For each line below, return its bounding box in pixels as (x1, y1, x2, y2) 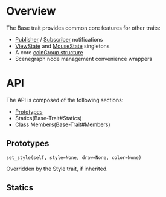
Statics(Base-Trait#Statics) (14, 114, 82, 121)
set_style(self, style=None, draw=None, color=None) (6, 154, 142, 161)
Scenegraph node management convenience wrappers (14, 55, 153, 62)
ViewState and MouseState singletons (14, 42, 110, 50)
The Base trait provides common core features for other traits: (6, 24, 161, 31)
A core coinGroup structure (14, 48, 83, 56)
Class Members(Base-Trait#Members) (14, 121, 110, 128)
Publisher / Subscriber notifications (14, 36, 103, 43)
